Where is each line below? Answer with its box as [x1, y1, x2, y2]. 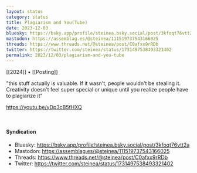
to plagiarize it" [6, 92, 43, 99]
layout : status [6, 8, 43, 15]
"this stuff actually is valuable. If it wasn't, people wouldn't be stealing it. [6, 80, 181, 87]
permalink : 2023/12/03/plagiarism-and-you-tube [6, 52, 125, 58]
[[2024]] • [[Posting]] [6, 68, 58, 75]
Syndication [6, 128, 36, 135]
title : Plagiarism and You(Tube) [6, 19, 88, 25]
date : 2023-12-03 [6, 25, 49, 31]
